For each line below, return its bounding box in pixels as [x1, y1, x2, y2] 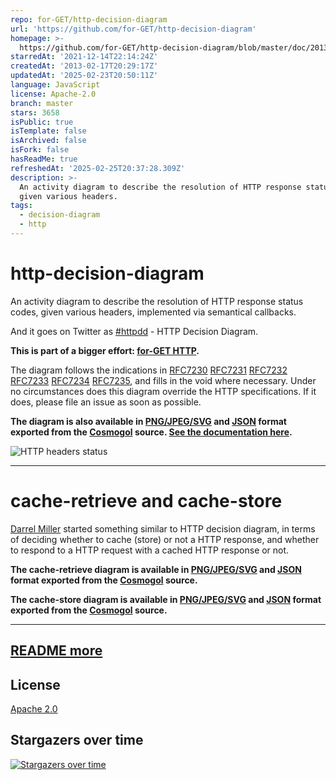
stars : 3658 [10, 107, 60, 118]
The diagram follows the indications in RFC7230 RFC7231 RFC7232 [10, 364, 288, 376]
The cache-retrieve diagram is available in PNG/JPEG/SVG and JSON [10, 563, 302, 575]
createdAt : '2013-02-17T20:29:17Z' [10, 61, 159, 71]
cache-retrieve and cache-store [10, 490, 283, 512]
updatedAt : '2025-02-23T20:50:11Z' [10, 71, 159, 81]
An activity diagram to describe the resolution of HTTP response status [10, 295, 304, 307]
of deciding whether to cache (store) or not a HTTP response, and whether [10, 533, 320, 545]
